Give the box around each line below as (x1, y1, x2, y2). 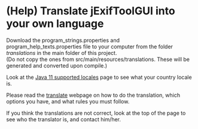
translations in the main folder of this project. (6, 49, 117, 56)
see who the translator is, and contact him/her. (6, 115, 121, 123)
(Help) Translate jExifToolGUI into (6, 4, 175, 18)
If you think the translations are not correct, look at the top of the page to (6, 109, 186, 116)
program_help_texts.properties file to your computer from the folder (6, 43, 173, 50)
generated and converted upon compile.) (6, 62, 108, 69)
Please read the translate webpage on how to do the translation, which (6, 91, 181, 99)
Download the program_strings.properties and (6, 36, 120, 44)
